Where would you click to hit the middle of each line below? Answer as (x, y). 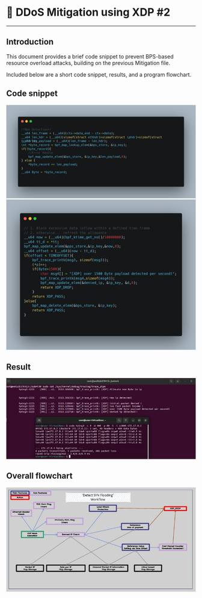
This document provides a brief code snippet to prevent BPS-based (90, 56)
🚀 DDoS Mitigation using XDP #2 (88, 12)
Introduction (30, 42)
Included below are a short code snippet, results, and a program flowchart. (99, 74)
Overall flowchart (40, 476)
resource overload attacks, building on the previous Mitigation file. (88, 63)
